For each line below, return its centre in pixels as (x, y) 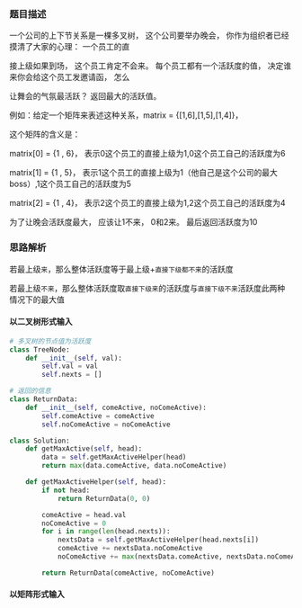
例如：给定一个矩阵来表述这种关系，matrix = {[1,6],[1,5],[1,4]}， (126, 115)
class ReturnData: (44, 399)
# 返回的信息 (30, 391)
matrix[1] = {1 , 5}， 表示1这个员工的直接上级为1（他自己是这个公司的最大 (144, 173)
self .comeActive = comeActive (98, 416)
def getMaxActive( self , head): (84, 449)
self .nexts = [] (72, 375)
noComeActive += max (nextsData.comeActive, (140, 557)
